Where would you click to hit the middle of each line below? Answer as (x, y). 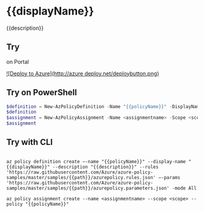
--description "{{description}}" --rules (106, 167)
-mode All (185, 188)
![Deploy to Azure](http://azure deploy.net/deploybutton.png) (83, 73)
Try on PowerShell (42, 93)
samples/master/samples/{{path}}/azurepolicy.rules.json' (81, 177)
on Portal (18, 61)
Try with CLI (29, 142)
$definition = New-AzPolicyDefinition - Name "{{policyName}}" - (89, 106)
